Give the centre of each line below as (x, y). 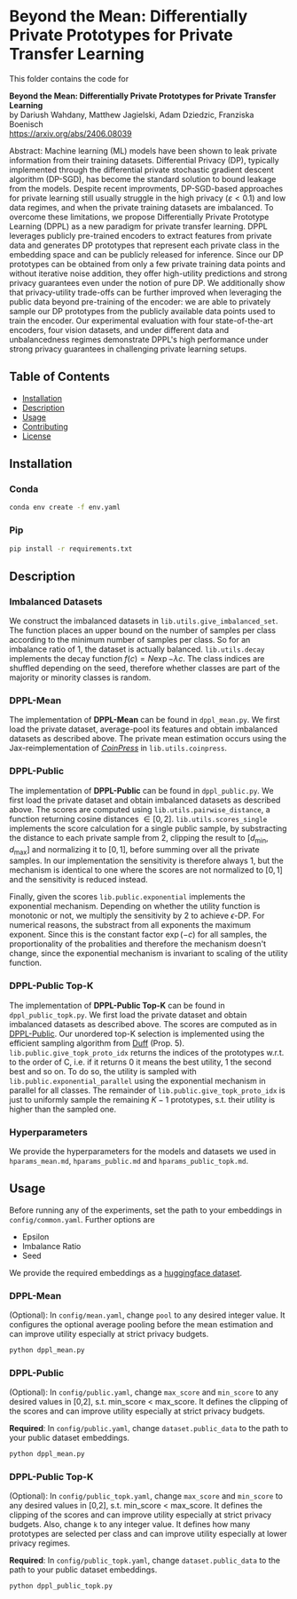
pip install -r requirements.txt (71, 549)
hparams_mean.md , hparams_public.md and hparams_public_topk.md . (129, 1160)
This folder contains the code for (69, 78)
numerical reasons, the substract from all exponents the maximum (130, 925)
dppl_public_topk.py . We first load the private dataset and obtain (128, 1015)
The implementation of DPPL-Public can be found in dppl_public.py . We (141, 790)
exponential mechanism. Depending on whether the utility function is (135, 906)
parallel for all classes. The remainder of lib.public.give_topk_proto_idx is (147, 1090)
